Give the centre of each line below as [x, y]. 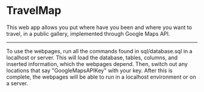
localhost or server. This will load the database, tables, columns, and [92, 57]
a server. [17, 83]
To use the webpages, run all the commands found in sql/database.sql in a [99, 51]
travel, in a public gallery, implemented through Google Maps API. [88, 33]
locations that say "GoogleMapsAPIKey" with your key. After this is [90, 70]
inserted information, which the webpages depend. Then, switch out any [97, 64]
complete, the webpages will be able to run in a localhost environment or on [101, 77]
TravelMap [34, 11]
